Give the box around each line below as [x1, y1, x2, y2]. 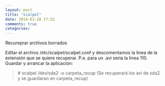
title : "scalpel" [5, 12, 42, 17]
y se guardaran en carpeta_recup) [17, 75, 88, 81]
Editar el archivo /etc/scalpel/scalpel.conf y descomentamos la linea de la [5, 50, 158, 56]
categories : [5, 26, 30, 31]
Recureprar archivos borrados [5, 40, 68, 46]
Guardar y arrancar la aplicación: [5, 60, 73, 66]
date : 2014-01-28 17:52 [5, 17, 55, 22]
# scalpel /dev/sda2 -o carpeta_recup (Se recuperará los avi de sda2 [17, 70, 160, 76]
